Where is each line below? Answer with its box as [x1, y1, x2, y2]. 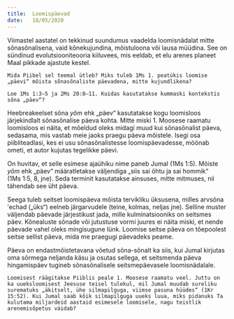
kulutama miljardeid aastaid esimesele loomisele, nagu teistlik [7, 299, 201, 306]
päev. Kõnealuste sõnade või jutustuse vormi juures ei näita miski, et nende [7, 218, 224, 226]
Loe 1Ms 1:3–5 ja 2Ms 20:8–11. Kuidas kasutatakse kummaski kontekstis [7, 90, 220, 97]
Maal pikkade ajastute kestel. [7, 58, 91, 66]
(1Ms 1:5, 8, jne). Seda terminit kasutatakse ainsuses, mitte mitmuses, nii [7, 174, 214, 183]
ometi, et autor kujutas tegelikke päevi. [7, 146, 119, 154]
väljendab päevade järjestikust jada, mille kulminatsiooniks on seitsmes [7, 210, 212, 218]
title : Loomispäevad [7, 10, 71, 17]
